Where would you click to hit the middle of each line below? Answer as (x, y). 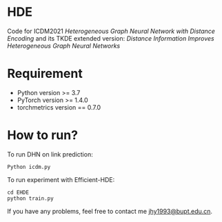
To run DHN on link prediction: (50, 154)
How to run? (42, 135)
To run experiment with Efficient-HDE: (61, 179)
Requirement (45, 74)
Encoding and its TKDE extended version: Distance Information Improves (111, 38)
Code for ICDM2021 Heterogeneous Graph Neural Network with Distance (111, 31)
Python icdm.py (29, 167)
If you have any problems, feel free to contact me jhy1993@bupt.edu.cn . (110, 211)
